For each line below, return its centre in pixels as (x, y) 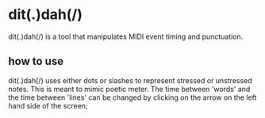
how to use (36, 61)
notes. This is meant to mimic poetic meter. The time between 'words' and (129, 89)
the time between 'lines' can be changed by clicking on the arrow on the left (132, 97)
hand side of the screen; (48, 105)
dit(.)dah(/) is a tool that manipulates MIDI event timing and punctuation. (126, 36)
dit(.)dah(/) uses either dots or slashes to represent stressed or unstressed (130, 80)
